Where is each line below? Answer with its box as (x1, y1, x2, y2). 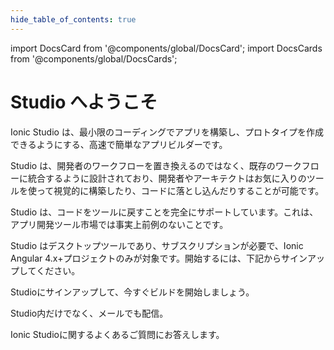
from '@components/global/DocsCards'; (10, 52, 178, 65)
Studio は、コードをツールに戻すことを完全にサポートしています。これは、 (10, 206, 319, 218)
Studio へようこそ (10, 91, 158, 113)
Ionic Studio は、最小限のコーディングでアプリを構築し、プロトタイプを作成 (10, 126, 324, 138)
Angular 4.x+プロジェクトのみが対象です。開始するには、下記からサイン (10, 252, 308, 264)
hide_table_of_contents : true (10, 14, 137, 25)
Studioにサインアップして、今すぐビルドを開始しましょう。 (10, 286, 255, 298)
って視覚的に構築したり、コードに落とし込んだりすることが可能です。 (36, 184, 325, 196)
